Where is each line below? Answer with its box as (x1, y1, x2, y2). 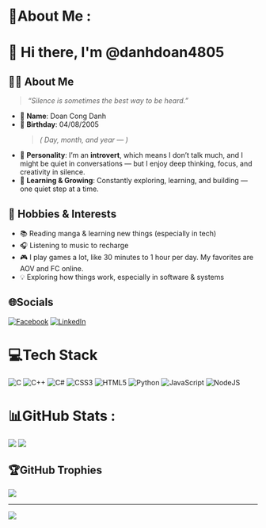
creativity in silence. (19, 167, 85, 177)
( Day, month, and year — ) (39, 135, 129, 145)
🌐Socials (8, 296, 54, 309)
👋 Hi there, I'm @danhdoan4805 (8, 44, 225, 62)
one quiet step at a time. (19, 184, 99, 193)
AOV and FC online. (19, 264, 84, 273)
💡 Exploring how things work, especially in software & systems (19, 273, 224, 281)
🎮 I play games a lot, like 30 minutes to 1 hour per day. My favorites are (19, 253, 254, 262)
